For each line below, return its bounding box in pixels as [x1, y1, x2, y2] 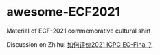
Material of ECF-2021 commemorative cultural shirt [6, 26, 151, 35]
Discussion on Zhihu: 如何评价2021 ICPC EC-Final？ [6, 40, 153, 48]
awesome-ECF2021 [6, 4, 121, 20]
